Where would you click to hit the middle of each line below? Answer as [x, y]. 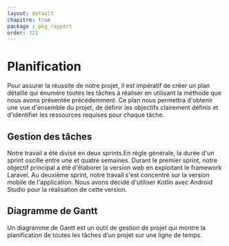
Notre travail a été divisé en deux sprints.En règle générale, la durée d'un [111, 153]
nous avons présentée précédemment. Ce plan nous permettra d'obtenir [110, 100]
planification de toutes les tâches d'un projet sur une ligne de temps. [104, 235]
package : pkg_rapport [40, 26]
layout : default [30, 13]
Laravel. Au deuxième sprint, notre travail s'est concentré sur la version [108, 175]
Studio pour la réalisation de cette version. [67, 189]
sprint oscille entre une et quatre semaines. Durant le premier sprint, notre [112, 160]
